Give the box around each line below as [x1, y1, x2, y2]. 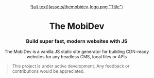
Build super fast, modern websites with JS [26, 38, 128, 45]
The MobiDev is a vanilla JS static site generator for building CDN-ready [4, 49, 149, 54]
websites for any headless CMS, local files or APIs [26, 54, 127, 60]
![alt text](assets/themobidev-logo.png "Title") [30, 4, 123, 10]
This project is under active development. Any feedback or [12, 63, 130, 69]
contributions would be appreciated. [12, 68, 85, 74]
